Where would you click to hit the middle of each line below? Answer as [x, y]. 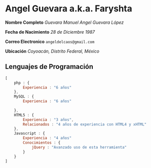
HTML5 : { [24, 115]
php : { [22, 83]
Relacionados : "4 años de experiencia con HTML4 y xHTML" [85, 124]
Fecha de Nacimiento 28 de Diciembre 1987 [50, 32]
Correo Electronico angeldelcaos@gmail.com [50, 41]
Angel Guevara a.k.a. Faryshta [69, 9]
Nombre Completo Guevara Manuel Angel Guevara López [65, 22]
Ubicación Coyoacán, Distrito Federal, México [52, 51]
